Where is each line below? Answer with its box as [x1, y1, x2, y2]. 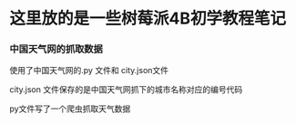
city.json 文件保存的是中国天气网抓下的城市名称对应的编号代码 [9, 84, 243, 95]
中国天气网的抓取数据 [9, 43, 103, 55]
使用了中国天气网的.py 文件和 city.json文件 [9, 65, 169, 76]
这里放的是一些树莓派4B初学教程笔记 [9, 8, 287, 29]
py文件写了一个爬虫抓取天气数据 [9, 103, 131, 114]
